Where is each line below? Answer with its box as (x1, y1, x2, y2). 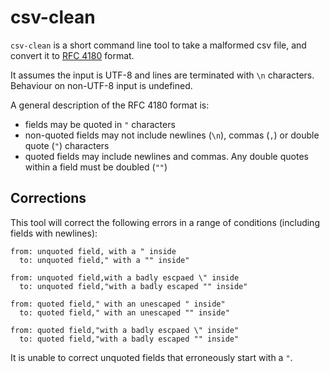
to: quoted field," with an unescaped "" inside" (19, 307, 230, 318)
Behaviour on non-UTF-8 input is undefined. (10, 79, 193, 91)
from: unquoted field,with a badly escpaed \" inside (10, 272, 240, 283)
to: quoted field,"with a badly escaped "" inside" (19, 334, 240, 344)
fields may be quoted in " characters (24, 118, 176, 130)
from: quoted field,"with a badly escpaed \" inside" (10, 325, 240, 335)
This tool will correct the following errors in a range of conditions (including (10, 216, 320, 228)
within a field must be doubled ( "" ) (24, 161, 168, 173)
